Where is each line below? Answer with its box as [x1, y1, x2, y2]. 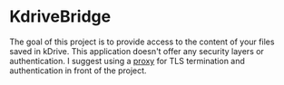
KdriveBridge [9, 6, 112, 27]
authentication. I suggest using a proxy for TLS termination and [9, 55, 245, 66]
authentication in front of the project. [9, 65, 147, 76]
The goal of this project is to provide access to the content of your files [9, 36, 275, 47]
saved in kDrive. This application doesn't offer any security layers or [9, 45, 265, 56]
